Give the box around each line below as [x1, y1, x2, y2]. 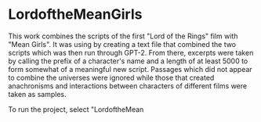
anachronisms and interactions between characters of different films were [8, 81, 248, 91]
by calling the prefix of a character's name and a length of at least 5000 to [8, 56, 248, 66]
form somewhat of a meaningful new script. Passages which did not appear [8, 64, 252, 74]
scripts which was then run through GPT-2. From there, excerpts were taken [8, 48, 254, 57]
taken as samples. [8, 89, 67, 99]
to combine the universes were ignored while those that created [8, 73, 215, 82]
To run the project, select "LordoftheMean [8, 104, 144, 114]
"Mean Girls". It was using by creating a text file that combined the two [8, 39, 237, 48]
